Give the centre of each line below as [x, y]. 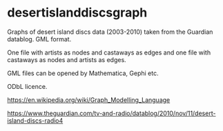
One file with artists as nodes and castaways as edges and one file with [109, 52]
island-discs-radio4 [35, 120]
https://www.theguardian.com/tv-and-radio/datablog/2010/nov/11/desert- [111, 113]
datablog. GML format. [39, 39]
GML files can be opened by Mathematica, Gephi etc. [83, 73]
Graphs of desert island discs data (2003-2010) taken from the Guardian [110, 32]
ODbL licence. [27, 86]
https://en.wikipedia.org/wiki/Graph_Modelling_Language [89, 100]
